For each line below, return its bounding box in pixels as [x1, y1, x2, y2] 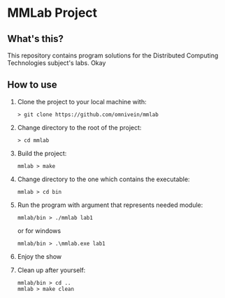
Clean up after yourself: [17, 266, 86, 274]
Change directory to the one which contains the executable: [17, 175, 190, 183]
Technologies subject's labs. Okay [7, 59, 106, 67]
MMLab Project [7, 5, 98, 21]
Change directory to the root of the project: [17, 123, 142, 132]
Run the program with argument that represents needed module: [17, 201, 203, 209]
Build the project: [17, 149, 67, 157]
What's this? [7, 33, 64, 45]
